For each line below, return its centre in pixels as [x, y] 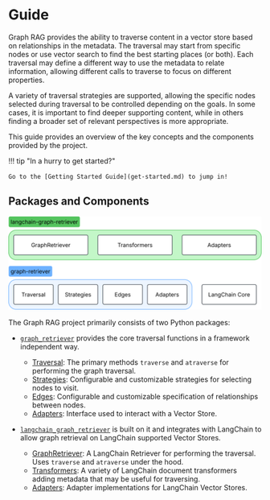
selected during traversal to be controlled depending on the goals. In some [132, 104]
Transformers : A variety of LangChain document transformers [134, 470]
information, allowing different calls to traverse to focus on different [120, 71]
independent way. [50, 346]
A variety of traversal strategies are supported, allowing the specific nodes [132, 95]
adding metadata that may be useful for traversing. [116, 479]
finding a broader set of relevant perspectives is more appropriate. [119, 121]
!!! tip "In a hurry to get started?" [62, 161]
